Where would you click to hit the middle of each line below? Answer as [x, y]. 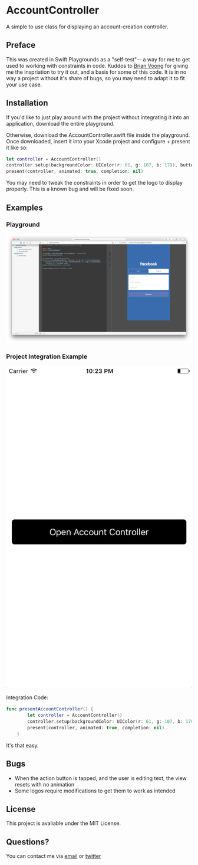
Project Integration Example [47, 356]
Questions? [28, 842]
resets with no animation [44, 784]
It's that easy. [23, 745]
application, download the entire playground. [60, 123]
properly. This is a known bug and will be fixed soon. [70, 189]
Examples [24, 207]
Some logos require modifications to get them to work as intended [95, 791]
